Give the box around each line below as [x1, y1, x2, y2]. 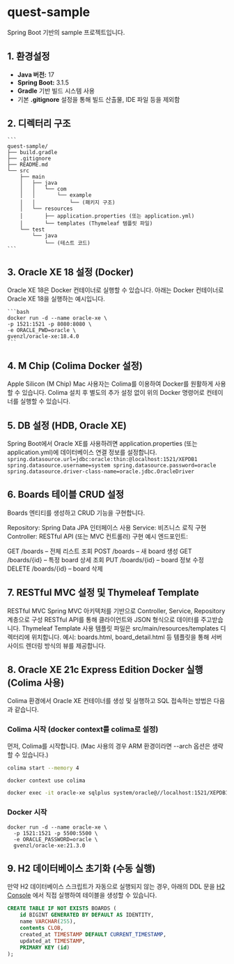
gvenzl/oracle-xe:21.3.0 [13, 842, 86, 849]
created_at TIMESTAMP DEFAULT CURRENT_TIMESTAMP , [19, 931, 167, 938]
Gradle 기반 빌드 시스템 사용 [17, 86, 95, 95]
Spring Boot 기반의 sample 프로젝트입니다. [7, 28, 125, 36]
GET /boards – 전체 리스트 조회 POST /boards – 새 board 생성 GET [7, 547, 193, 555]
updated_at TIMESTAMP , [19, 937, 86, 944]
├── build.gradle [7, 149, 58, 156]
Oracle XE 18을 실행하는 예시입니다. [7, 294, 106, 303]
